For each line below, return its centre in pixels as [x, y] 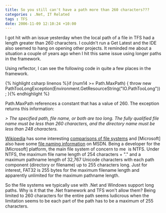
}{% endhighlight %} [29, 94]
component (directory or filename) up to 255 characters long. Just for [76, 165]
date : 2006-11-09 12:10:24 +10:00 [41, 24]
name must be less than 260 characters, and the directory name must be [80, 124]
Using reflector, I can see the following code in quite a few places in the [78, 69]
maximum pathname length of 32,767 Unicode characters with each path [80, 160]
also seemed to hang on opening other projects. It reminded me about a [79, 48]
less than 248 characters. [31, 129]
